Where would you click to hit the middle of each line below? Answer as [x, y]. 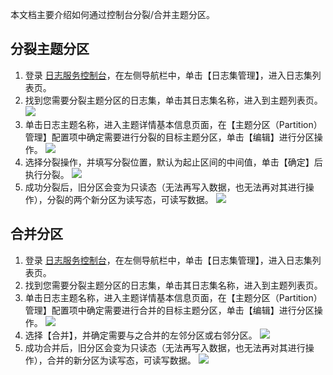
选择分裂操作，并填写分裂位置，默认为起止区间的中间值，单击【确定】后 [173, 162]
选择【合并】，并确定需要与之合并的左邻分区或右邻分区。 [141, 335]
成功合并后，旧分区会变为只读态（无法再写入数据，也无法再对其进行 [165, 347]
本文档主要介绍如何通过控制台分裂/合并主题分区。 [113, 14]
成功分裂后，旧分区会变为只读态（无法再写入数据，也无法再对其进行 [165, 187]
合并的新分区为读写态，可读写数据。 [121, 360]
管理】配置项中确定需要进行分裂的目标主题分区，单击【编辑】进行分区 [169, 137]
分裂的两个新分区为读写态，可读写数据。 [130, 199]
